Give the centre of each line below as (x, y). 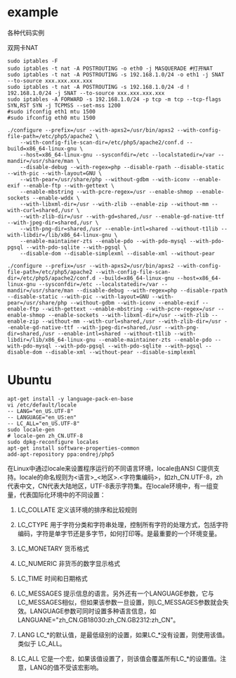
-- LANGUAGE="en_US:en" (42, 417)
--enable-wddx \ (56, 198)
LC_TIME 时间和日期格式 (52, 578)
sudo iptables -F (33, 61)
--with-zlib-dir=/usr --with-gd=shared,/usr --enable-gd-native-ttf (122, 216)
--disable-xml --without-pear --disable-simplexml (120, 352)
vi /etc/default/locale (42, 405)
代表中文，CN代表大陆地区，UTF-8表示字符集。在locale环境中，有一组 (110, 486)
